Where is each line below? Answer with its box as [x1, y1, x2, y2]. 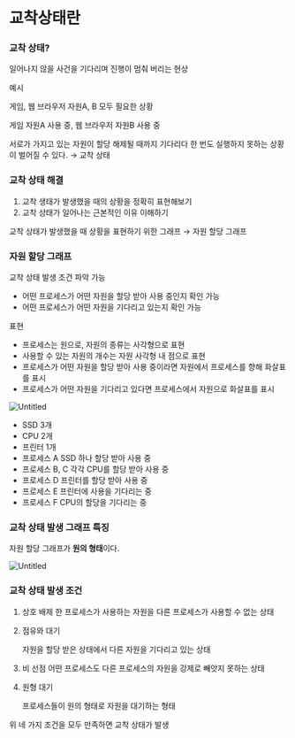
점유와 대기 [21, 625, 61, 635]
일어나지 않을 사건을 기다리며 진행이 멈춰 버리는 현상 [9, 64, 188, 74]
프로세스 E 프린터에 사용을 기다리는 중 [21, 486, 152, 496]
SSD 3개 [21, 419, 53, 430]
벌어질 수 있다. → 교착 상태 [18, 150, 110, 160]
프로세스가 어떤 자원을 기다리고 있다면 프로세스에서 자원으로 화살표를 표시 [21, 384, 276, 395]
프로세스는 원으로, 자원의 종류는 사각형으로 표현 [21, 340, 185, 350]
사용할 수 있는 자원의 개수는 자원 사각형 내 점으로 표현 [21, 350, 206, 361]
